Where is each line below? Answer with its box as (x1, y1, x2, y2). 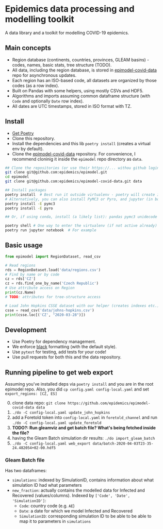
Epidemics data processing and (5, 3, 135, 15)
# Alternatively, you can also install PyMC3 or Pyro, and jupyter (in (5, 197, 153, 202)
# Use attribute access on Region (5, 286, 75, 290)
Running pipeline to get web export (5, 368, 113, 376)
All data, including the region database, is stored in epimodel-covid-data (12, 67, 157, 73)
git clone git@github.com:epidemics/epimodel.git (5, 170, 108, 175)
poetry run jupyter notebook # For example (5, 228, 97, 233)
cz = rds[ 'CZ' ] (5, 276, 36, 281)
